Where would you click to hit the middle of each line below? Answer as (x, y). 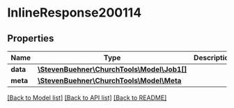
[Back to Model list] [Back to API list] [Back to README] (87, 98)
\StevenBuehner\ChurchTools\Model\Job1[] (112, 69)
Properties (31, 38)
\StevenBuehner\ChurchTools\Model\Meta (109, 81)
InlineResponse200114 (75, 13)
